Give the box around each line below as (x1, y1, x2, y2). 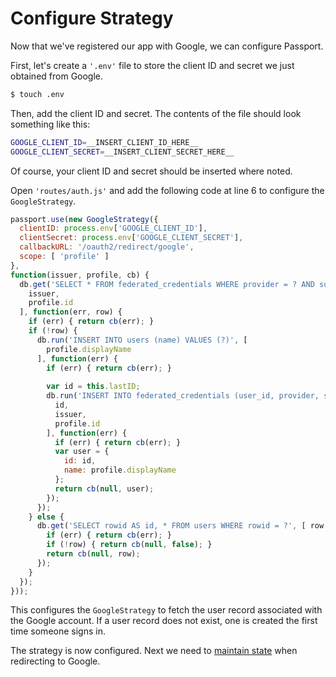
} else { (28, 512, 65, 522)
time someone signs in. (10, 625, 106, 637)
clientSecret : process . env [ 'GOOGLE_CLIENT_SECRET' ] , (19, 233, 244, 243)
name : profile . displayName (63, 465, 177, 476)
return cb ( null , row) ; (46, 549, 141, 559)
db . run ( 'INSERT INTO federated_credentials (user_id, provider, (46, 391, 320, 401)
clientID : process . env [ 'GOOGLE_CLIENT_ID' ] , (19, 223, 208, 234)
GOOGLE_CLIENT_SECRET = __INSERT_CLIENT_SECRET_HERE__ (10, 147, 235, 157)
